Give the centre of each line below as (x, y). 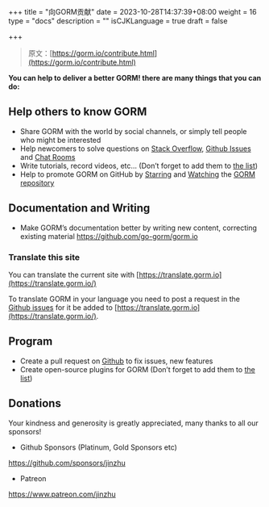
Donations (35, 403)
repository (37, 182)
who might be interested (60, 140)
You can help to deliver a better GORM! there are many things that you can (135, 78)
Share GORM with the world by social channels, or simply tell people (133, 131)
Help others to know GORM (78, 112)
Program (31, 341)
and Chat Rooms (48, 157)
